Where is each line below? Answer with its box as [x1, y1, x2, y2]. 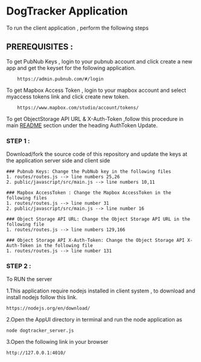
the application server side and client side [6, 157, 110, 164]
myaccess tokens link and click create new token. [6, 92, 130, 100]
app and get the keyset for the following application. [6, 64, 136, 71]
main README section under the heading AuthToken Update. [6, 121, 158, 129]
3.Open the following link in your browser [6, 338, 109, 346]
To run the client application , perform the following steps [6, 24, 149, 31]
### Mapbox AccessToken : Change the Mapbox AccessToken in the [6, 190, 171, 196]
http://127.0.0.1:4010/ [6, 350, 66, 356]
